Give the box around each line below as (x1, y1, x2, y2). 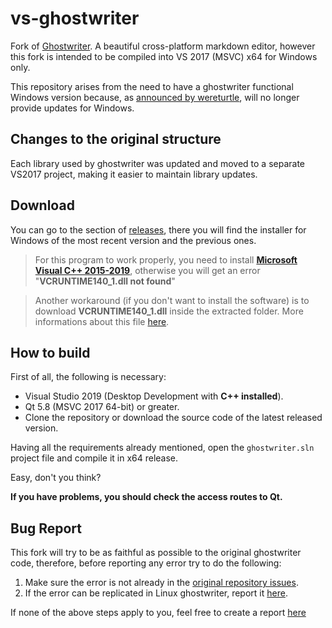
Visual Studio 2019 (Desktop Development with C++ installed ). (24, 390, 284, 402)
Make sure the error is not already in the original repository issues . (24, 577, 299, 589)
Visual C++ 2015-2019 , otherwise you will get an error (34, 264, 261, 276)
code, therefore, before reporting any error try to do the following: (10, 557, 282, 569)
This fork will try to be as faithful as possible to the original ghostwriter (10, 547, 302, 559)
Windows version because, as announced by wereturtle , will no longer (10, 91, 300, 103)
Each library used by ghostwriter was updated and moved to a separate (10, 157, 305, 169)
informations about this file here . (34, 315, 170, 327)
